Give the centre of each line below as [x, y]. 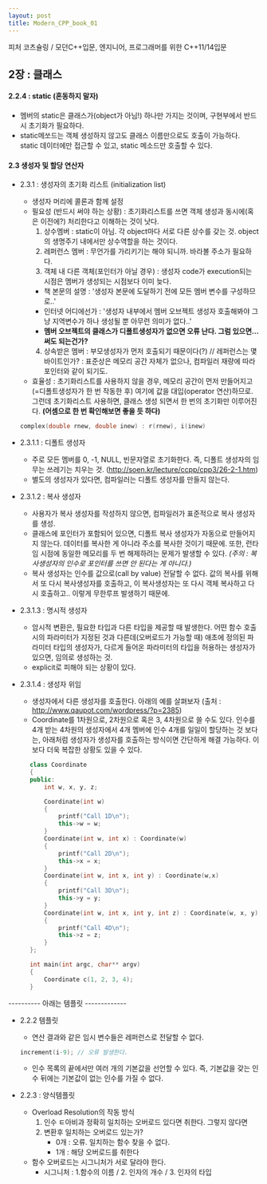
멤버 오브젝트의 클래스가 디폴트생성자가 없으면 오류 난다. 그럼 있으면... [151, 332]
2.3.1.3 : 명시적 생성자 [53, 610]
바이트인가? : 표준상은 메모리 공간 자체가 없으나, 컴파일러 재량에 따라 [149, 361]
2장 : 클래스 [35, 74]
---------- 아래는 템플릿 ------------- [68, 1003]
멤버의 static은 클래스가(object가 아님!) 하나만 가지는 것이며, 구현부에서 [131, 116]
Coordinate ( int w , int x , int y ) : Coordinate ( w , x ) [131, 876]
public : [42, 780]
